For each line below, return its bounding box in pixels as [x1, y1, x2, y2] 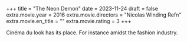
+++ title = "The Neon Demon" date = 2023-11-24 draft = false [6, 5, 158, 12]
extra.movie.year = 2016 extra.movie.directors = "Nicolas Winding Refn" [6, 11, 182, 18]
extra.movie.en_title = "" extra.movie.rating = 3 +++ [6, 18, 132, 24]
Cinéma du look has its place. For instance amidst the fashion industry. [6, 29, 178, 36]
